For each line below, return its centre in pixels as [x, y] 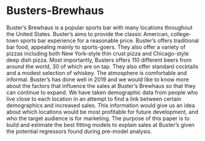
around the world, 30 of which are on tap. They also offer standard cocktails [102, 66]
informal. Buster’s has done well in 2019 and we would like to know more [98, 79]
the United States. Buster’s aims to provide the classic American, [88, 34]
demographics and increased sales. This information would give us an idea [101, 105]
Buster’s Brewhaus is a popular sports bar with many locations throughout [99, 27]
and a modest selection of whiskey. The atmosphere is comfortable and [97, 73]
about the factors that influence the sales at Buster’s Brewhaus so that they [101, 85]
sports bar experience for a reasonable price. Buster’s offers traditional [110, 40]
